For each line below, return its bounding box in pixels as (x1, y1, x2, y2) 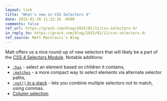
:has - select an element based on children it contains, (12, 63, 125, 70)
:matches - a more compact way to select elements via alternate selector (12, 69, 162, 75)
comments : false (5, 21, 39, 26)
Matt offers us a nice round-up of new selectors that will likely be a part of (5, 48, 158, 55)
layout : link (5, 7, 32, 12)
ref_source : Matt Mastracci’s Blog (5, 35, 79, 40)
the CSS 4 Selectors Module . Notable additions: (5, 54, 103, 60)
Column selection (12, 90, 49, 96)
